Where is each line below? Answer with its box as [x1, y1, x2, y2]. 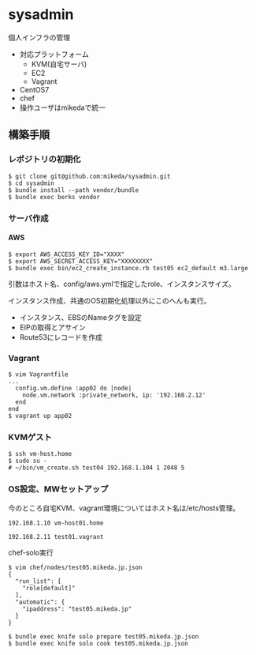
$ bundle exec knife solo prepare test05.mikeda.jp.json [8, 632, 199, 641]
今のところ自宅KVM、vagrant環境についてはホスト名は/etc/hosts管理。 [8, 503, 240, 513]
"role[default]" [22, 584, 76, 592]
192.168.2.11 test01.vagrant [8, 533, 104, 540]
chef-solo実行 [8, 548, 54, 557]
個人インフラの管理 [8, 32, 71, 42]
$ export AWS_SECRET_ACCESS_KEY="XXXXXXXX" [8, 257, 154, 265]
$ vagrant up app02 [8, 412, 72, 420]
